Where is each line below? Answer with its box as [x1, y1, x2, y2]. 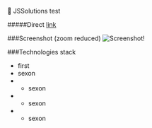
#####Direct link [7, 21, 57, 28]
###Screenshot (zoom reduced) [7, 34, 101, 42]
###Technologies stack [7, 48, 76, 56]
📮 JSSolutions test [7, 7, 61, 15]
